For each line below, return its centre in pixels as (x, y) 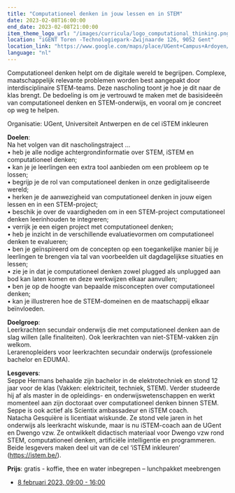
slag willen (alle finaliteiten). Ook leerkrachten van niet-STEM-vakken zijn (113, 337)
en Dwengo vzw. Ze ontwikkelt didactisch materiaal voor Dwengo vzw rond (116, 433)
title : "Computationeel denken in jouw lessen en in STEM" (95, 14)
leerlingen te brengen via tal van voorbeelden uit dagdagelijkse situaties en (115, 256)
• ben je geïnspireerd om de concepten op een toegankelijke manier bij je (113, 249)
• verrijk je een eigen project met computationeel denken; (90, 227)
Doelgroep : (24, 322)
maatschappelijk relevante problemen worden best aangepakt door (104, 80)
